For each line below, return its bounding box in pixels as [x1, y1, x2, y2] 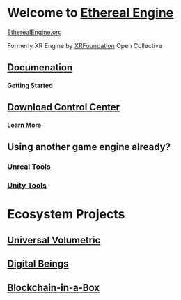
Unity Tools [7, 181, 47, 190]
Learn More [7, 121, 42, 129]
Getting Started [7, 81, 54, 89]
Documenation [7, 61, 73, 74]
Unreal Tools [7, 162, 51, 172]
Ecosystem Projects [7, 207, 125, 223]
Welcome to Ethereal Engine [7, 5, 174, 21]
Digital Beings [7, 258, 69, 270]
